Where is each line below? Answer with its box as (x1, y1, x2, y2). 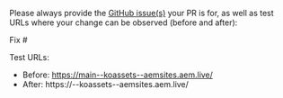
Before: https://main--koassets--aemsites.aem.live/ (22, 69, 214, 80)
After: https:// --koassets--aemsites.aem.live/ (22, 79, 189, 89)
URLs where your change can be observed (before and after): (9, 17, 238, 28)
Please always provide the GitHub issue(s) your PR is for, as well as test (9, 8, 274, 18)
